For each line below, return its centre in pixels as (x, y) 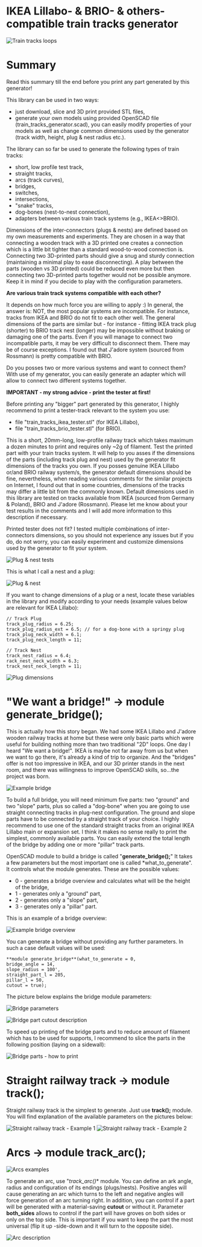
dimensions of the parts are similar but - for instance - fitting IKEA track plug (101, 324)
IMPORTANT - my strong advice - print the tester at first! (78, 392)
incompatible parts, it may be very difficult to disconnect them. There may (98, 343)
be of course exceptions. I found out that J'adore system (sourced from (95, 349)
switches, (27, 193)
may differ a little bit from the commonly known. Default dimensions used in (100, 491)
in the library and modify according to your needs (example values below (97, 601)
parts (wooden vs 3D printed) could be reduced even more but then (90, 268)
